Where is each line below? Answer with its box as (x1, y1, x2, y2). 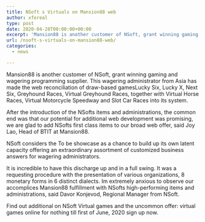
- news (12, 49, 29, 55)
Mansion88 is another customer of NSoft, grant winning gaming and (6, 71, 178, 78)
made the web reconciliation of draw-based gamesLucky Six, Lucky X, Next (6, 84, 198, 91)
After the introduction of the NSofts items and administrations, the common (6, 108, 196, 116)
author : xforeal (6, 15, 48, 21)
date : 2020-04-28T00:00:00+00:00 (6, 26, 92, 32)
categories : (6, 43, 37, 49)
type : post (6, 20, 34, 26)
